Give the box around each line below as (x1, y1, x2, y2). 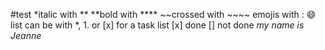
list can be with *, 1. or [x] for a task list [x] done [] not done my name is (10, 19, 305, 31)
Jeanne (10, 30, 42, 41)
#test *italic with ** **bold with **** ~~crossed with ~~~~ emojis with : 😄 (10, 9, 317, 20)
